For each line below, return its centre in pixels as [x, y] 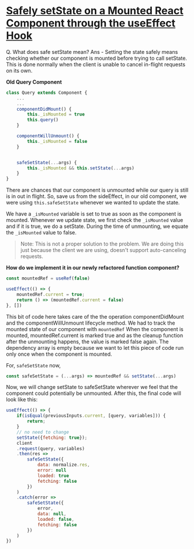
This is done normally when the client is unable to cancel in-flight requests [96, 64]
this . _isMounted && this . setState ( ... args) [81, 168]
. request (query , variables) [51, 449]
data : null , [52, 514]
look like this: [22, 400]
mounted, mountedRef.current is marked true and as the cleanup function [95, 335]
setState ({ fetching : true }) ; [52, 438]
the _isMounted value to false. [41, 233]
